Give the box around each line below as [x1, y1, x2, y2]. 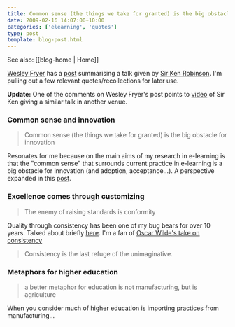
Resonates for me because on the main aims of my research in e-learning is [7, 152, 226, 160]
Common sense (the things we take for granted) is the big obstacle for [24, 131, 227, 139]
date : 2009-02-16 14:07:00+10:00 [7, 17, 105, 24]
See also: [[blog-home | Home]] [7, 55, 99, 64]
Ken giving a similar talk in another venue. [7, 97, 128, 106]
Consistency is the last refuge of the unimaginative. [24, 249, 173, 258]
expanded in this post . [7, 174, 71, 183]
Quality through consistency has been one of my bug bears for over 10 [7, 221, 211, 230]
